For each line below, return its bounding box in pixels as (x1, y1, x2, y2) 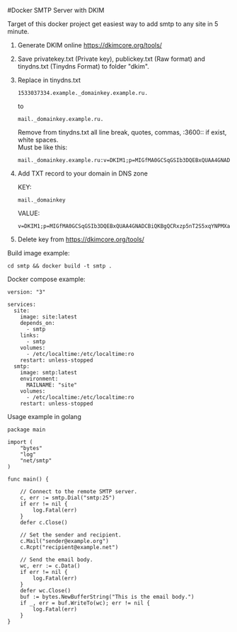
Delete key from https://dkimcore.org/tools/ (17, 235, 145, 243)
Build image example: (7, 249, 70, 257)
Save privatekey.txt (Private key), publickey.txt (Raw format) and (17, 54, 205, 63)
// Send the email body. (20, 556, 93, 563)
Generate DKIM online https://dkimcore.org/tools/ (17, 41, 163, 49)
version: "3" (7, 289, 46, 296)
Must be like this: (17, 143, 68, 151)
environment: (20, 375, 59, 382)
